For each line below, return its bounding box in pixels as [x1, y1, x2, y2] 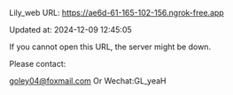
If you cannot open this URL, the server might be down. [9, 41, 211, 52]
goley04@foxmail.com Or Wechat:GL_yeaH [9, 76, 167, 86]
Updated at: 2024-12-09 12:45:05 [9, 25, 133, 34]
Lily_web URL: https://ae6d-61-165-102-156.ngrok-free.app [9, 8, 224, 18]
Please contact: [9, 59, 66, 69]
